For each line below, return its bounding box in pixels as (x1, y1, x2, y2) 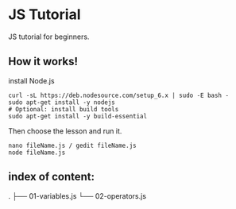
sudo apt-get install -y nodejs (8, 98, 115, 106)
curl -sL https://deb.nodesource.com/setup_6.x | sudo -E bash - (8, 91, 229, 99)
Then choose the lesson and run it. (8, 126, 122, 136)
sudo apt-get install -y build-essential (8, 112, 148, 120)
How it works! (8, 55, 78, 68)
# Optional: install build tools (8, 105, 119, 113)
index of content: (8, 170, 95, 184)
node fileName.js (8, 149, 66, 157)
